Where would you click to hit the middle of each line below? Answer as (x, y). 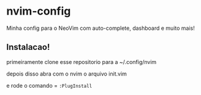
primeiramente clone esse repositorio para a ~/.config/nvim (82, 62)
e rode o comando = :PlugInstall (49, 85)
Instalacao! (28, 47)
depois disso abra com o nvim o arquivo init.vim (67, 74)
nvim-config (39, 11)
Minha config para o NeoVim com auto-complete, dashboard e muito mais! (100, 28)
